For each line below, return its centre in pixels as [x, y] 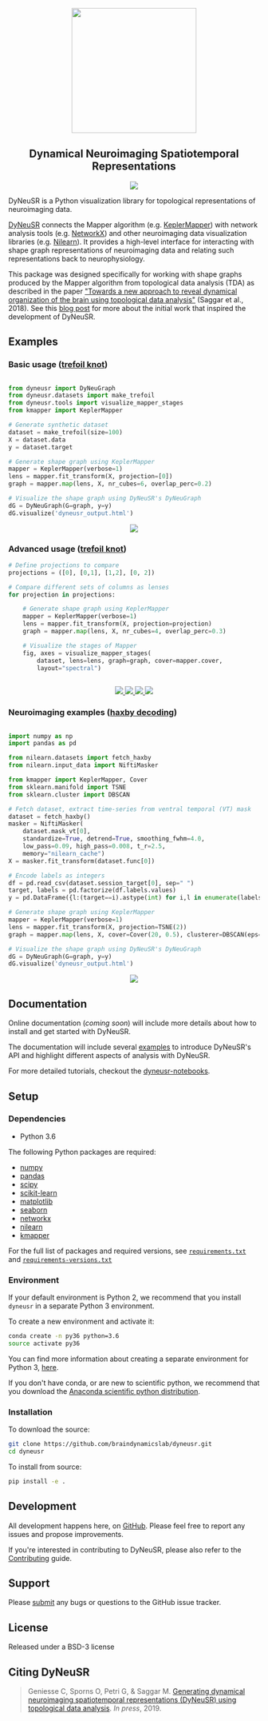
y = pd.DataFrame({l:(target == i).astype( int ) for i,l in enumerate [123, 898]
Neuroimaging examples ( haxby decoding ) [93, 713]
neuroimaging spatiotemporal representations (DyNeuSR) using [132, 1700]
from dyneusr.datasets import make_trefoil [82, 396]
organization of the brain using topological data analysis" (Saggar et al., [126, 299]
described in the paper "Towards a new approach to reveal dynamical [123, 291]
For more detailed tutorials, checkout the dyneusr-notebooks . [109, 1071]
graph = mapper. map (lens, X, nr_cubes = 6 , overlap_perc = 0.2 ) [110, 484]
